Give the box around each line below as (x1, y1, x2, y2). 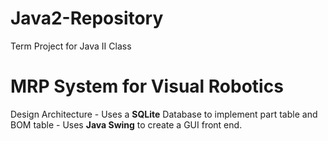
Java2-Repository (10, 7, 164, 30)
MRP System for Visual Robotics (10, 75, 284, 98)
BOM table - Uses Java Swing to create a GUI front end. (10, 118, 243, 131)
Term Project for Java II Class (10, 40, 132, 52)
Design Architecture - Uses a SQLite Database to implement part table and (10, 108, 318, 120)
